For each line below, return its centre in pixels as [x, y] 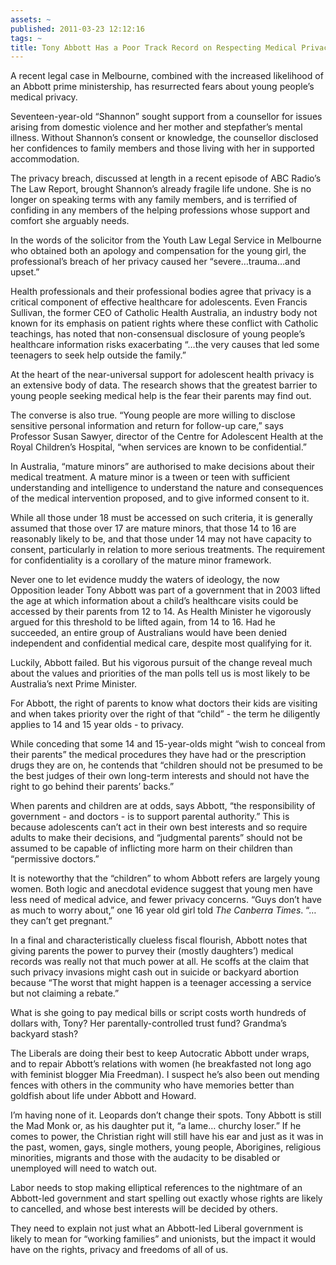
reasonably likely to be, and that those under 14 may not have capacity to [161, 539]
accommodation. [45, 159]
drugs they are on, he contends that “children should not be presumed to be [166, 765]
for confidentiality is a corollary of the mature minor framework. [141, 560]
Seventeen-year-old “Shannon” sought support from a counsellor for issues [166, 117]
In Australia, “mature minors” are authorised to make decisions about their [162, 467]
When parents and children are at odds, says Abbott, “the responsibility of [163, 806]
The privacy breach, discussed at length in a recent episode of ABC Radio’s [166, 178]
